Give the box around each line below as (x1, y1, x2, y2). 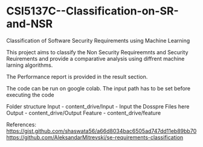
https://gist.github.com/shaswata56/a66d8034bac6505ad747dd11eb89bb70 (6, 127, 197, 134)
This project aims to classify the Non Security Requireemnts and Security (6, 48, 188, 55)
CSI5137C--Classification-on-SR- (6, 4, 179, 18)
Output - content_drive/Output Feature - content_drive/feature (6, 109, 161, 116)
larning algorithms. (6, 61, 53, 69)
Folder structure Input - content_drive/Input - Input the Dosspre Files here (6, 102, 190, 110)
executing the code (6, 91, 54, 98)
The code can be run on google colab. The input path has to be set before (6, 84, 191, 92)
